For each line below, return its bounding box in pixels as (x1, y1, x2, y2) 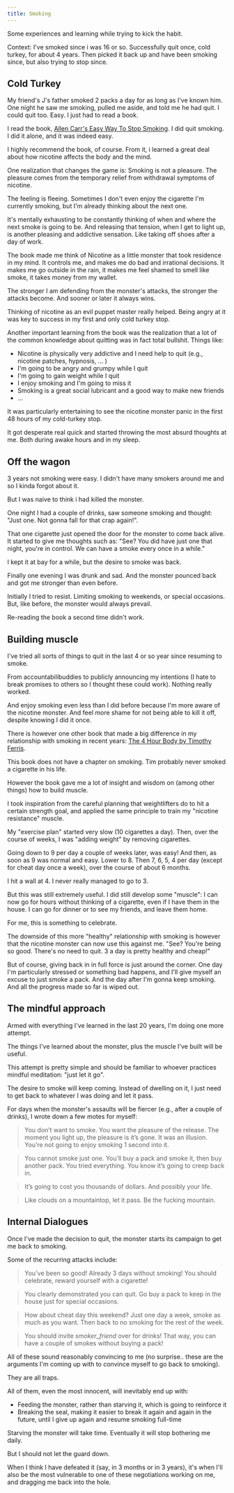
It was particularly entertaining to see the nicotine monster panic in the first (7, 407, 223, 416)
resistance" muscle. (7, 814, 65, 822)
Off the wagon (7, 455, 71, 467)
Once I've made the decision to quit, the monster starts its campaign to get (7, 1234, 222, 1243)
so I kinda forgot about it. (7, 482, 79, 490)
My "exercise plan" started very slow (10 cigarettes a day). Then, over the (7, 828, 219, 836)
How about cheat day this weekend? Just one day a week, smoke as (24, 1311, 221, 1319)
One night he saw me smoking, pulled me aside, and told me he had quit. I (7, 104, 219, 112)
